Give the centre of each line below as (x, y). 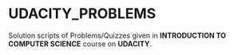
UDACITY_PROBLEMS (82, 14)
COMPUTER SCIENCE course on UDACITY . (80, 43)
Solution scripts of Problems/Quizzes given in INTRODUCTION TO (117, 35)
